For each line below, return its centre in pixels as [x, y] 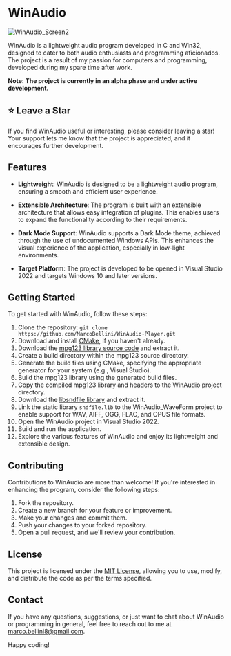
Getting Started [42, 297]
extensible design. [44, 444]
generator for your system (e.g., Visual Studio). [84, 370]
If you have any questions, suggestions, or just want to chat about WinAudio [116, 617]
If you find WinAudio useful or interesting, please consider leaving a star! [111, 131]
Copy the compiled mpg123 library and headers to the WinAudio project [120, 385]
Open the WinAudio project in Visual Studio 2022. [88, 422]
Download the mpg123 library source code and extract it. [99, 348]
